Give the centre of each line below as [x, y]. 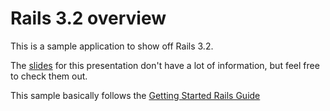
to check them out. [49, 76]
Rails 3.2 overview [88, 18]
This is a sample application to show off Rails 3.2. [112, 46]
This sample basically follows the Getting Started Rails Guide [135, 95]
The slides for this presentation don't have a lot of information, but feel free [165, 65]
